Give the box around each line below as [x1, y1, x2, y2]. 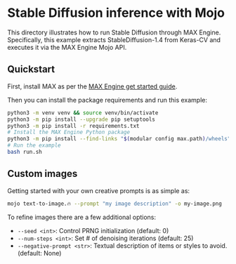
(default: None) [17, 249, 62, 257]
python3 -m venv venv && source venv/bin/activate [7, 109, 159, 117]
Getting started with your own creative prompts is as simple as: [7, 186, 190, 194]
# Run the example [7, 142, 61, 149]
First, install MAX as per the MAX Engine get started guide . [7, 82, 178, 91]
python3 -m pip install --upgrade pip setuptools [7, 116, 156, 123]
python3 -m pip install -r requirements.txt [7, 122, 140, 129]
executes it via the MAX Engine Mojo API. [7, 43, 127, 51]
